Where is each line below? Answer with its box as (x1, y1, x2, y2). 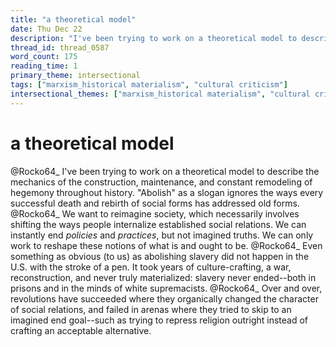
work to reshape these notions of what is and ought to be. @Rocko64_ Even (10, 239, 323, 251)
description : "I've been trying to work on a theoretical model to (10, 33, 298, 43)
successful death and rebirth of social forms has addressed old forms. (10, 197, 300, 209)
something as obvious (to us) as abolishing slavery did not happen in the (10, 250, 310, 262)
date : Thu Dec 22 (10, 24, 83, 34)
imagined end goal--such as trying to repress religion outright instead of (10, 314, 309, 326)
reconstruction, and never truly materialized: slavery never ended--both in (10, 271, 317, 283)
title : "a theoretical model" (10, 14, 137, 25)
